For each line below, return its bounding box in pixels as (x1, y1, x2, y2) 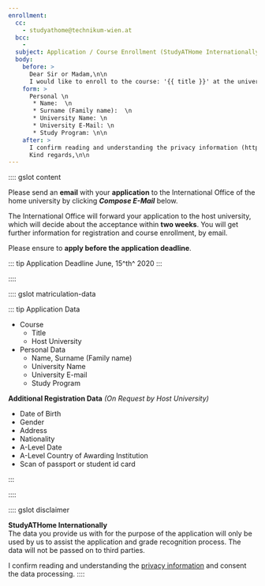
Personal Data (19, 345, 65, 355)
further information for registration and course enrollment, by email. (8, 228, 228, 237)
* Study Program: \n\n (32, 129, 108, 136)
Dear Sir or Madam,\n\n (28, 70, 108, 78)
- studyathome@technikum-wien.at (22, 26, 132, 34)
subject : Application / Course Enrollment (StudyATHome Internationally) (15, 48, 263, 56)
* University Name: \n (32, 114, 108, 122)
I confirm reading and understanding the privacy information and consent (8, 561, 247, 570)
